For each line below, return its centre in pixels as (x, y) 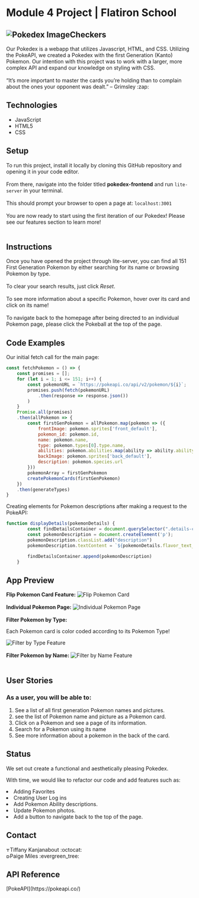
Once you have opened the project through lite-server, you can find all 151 (96, 261)
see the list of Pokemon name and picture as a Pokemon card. (90, 716)
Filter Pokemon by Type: (37, 620)
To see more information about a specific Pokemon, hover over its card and (98, 299)
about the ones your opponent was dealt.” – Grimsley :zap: (78, 87)
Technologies (32, 105)
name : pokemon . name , (63, 440)
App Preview (30, 580)
